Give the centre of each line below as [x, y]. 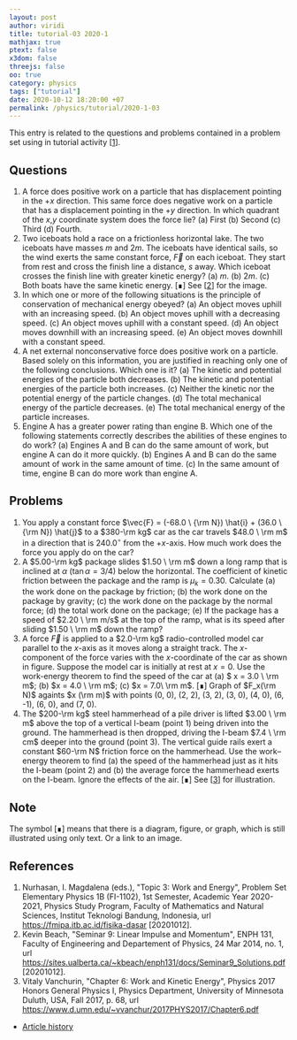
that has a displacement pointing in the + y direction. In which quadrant [151, 210]
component [43, 658]
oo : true [25, 75]
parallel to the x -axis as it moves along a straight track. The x [133, 648]
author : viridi [37, 26]
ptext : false [33, 50]
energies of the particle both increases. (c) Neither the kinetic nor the [148, 389]
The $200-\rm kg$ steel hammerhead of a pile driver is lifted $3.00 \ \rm [154, 714]
